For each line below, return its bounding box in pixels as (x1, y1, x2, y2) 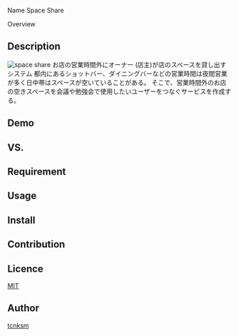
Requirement (7, 166, 66, 178)
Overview (7, 20, 36, 28)
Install (7, 214, 36, 226)
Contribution (7, 238, 66, 250)
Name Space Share (7, 6, 64, 14)
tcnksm (7, 321, 30, 330)
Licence (7, 263, 44, 275)
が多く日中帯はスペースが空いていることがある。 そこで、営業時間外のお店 (7, 78, 227, 86)
